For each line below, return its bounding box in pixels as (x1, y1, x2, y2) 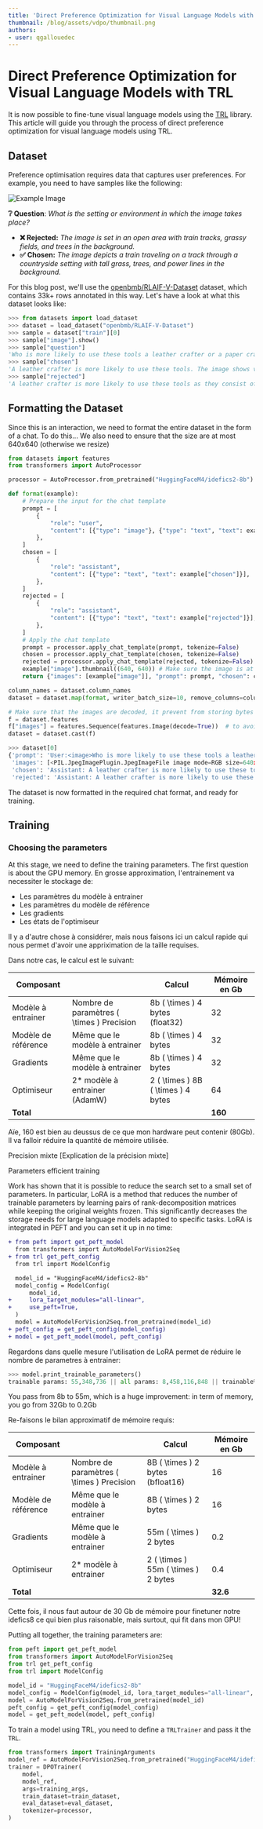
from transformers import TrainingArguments (8, 1748, 156, 1757)
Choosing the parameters (8, 841, 108, 852)
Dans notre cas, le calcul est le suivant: (8, 955, 135, 966)
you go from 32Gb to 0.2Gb (8, 1400, 97, 1410)
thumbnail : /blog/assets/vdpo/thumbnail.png (8, 19, 156, 27)
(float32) (150, 1017, 183, 1028)
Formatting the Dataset (8, 402, 124, 415)
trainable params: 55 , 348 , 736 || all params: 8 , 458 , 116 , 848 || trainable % (8, 1378, 258, 1385)
